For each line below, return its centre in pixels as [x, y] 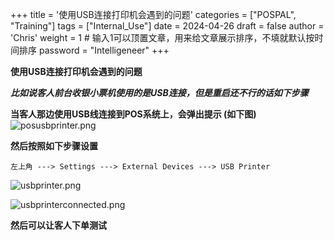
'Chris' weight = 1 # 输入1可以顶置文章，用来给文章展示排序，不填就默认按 [162, 37]
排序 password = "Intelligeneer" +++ [94, 50]
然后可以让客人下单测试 [58, 225]
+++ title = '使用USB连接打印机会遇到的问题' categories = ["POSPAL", [153, 14]
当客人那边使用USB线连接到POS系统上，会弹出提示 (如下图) [133, 114]
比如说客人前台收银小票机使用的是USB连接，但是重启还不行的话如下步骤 [159, 92]
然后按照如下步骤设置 [54, 146]
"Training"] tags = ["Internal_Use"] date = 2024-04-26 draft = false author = [167, 26]
